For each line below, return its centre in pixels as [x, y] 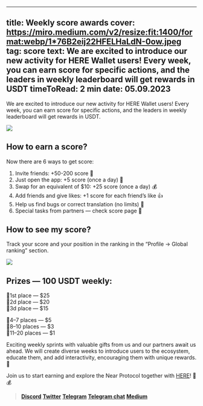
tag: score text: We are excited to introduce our [97, 51]
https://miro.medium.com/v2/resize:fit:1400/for [99, 32]
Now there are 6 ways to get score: [50, 162]
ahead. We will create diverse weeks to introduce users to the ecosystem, [98, 351]
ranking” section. [27, 250]
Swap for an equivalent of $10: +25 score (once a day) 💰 [86, 186]
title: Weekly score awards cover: [71, 23]
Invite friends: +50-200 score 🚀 [54, 173]
